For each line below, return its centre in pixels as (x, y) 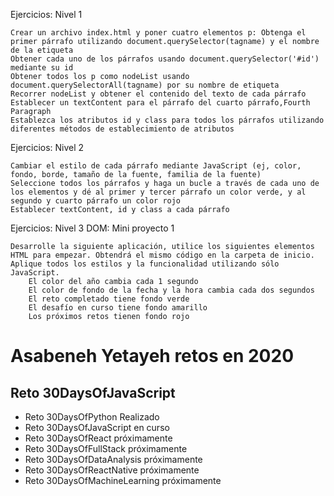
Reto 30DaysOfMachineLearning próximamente (123, 480)
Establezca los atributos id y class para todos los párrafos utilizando (167, 120)
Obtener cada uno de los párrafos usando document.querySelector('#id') (165, 59)
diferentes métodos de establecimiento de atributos (122, 129)
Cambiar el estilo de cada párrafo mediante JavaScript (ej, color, (156, 166)
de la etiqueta (42, 50)
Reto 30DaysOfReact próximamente (98, 438)
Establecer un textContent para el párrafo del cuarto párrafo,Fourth (160, 103)
